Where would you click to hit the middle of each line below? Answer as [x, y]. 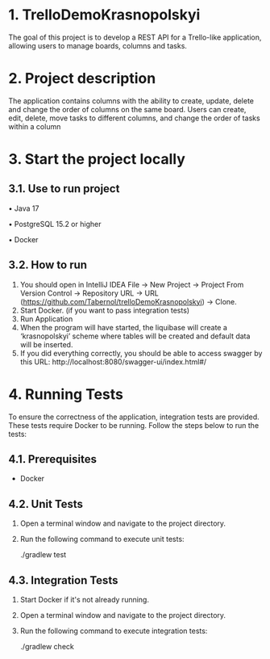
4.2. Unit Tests [46, 504]
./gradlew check [47, 647]
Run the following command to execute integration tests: [114, 631]
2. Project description [82, 79]
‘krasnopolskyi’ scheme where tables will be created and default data [135, 336]
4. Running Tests [66, 394]
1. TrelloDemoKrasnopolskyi [104, 15]
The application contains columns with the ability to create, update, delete [131, 101]
